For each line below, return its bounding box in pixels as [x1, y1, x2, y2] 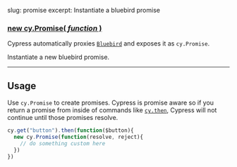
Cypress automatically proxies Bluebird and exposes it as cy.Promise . [7, 39, 210, 48]
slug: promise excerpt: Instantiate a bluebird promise [7, 6, 161, 14]
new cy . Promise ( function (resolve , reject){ [13, 133, 143, 140]
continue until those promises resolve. [7, 114, 119, 122]
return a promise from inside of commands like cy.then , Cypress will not [7, 106, 217, 114]
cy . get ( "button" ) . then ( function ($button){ [7, 127, 134, 134]
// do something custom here [20, 140, 106, 147]
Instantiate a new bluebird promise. [7, 53, 110, 62]
